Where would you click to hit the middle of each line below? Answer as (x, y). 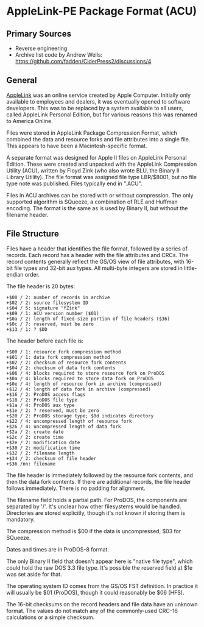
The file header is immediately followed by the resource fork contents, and (100, 475)
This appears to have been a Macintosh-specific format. (77, 146)
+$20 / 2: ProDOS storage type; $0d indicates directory (80, 416)
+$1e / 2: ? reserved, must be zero (53, 410)
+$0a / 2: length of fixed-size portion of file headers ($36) (88, 319)
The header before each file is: (45, 341)
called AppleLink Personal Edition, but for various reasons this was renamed (102, 115)
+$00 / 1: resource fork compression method (64, 352)
